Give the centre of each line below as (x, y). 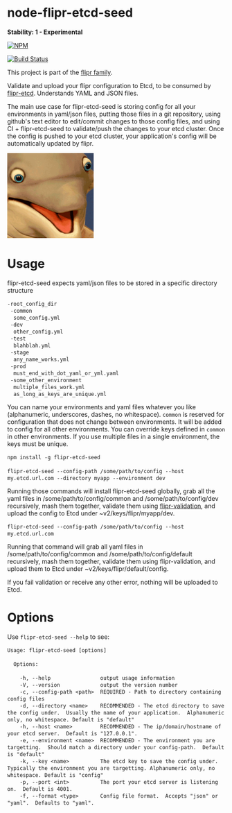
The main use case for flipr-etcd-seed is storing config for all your (101, 106)
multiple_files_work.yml (49, 387)
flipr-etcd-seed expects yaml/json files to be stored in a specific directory (112, 283)
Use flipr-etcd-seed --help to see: (58, 637)
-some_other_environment (46, 380)
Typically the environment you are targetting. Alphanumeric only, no (111, 768)
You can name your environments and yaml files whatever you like (101, 407)
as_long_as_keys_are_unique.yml (60, 394)
